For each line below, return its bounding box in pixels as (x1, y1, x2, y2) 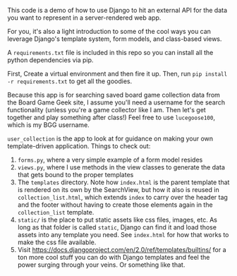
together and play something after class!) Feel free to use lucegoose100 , (7, 113, 215, 121)
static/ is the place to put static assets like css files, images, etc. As (17, 215, 217, 224)
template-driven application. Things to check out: (7, 142, 151, 150)
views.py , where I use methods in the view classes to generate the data (17, 163, 226, 172)
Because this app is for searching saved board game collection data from (7, 91, 221, 99)
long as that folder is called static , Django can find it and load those (17, 223, 217, 232)
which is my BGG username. (7, 121, 90, 129)
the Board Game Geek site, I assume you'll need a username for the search (7, 98, 226, 107)
